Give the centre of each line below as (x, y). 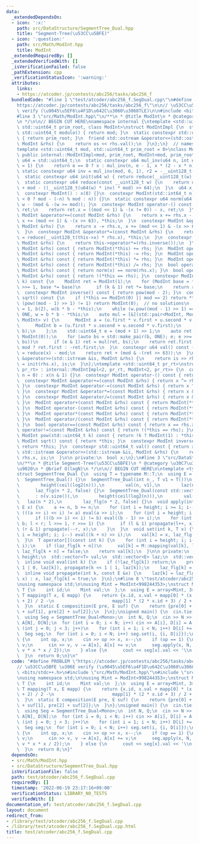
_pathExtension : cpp (37, 72)
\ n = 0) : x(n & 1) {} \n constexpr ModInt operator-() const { (99, 375)
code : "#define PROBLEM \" (45, 662)
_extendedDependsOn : (37, 17)
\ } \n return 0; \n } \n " (47, 656)
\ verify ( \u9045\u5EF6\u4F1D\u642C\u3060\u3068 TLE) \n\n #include (99, 111)
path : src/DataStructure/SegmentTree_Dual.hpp (75, 28)
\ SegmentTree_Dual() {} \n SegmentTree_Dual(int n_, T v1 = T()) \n (105, 480)
